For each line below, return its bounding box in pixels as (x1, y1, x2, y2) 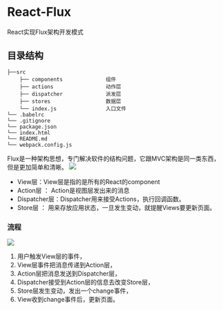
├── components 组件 (19, 76, 116, 83)
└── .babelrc (7, 111, 45, 118)
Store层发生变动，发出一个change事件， (17, 287, 132, 295)
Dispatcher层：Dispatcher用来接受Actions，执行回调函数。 (17, 194, 185, 203)
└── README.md (7, 135, 48, 142)
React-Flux (7, 4, 72, 20)
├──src (7, 68, 26, 76)
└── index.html (7, 129, 51, 136)
